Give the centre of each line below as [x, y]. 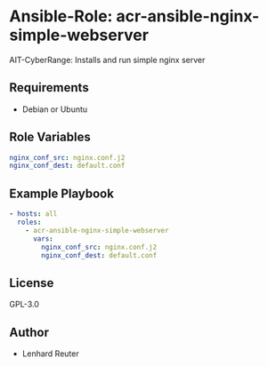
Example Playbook [61, 193]
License [32, 283]
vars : [43, 239]
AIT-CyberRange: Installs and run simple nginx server [107, 60]
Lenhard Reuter [50, 354]
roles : [29, 222]
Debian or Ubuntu [55, 109]
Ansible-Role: [61, 16]
